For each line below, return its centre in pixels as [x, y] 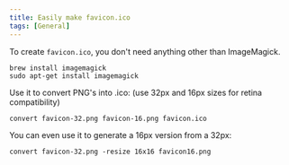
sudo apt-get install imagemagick [74, 76]
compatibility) [35, 102]
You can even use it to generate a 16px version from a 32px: [121, 135]
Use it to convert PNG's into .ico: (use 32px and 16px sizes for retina [136, 92]
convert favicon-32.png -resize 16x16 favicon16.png [110, 152]
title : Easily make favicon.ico [70, 17]
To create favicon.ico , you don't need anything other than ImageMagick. [145, 51]
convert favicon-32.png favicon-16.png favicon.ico [108, 118]
